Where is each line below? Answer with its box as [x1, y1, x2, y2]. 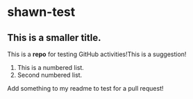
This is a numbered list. [17, 64, 85, 71]
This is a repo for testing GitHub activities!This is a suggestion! [7, 50, 187, 58]
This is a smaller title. [7, 32, 101, 44]
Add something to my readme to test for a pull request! [7, 84, 165, 92]
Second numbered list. [17, 71, 83, 79]
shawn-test [7, 4, 76, 20]
